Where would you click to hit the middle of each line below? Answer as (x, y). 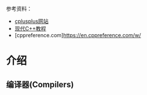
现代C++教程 (30, 29)
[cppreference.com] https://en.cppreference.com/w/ (78, 35)
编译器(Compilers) (40, 84)
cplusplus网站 (31, 21)
